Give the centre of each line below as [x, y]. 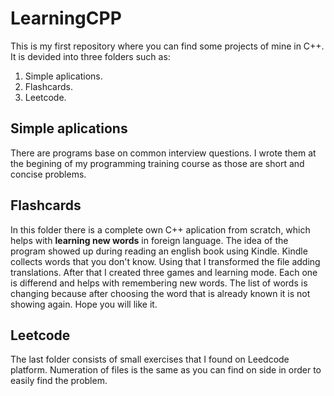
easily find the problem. [59, 381]
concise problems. [48, 174]
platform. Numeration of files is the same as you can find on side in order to [166, 370]
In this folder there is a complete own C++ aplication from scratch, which [160, 229]
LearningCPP [66, 18]
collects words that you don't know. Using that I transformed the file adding [165, 261]
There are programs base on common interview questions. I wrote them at [163, 153]
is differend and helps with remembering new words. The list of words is [159, 283]
